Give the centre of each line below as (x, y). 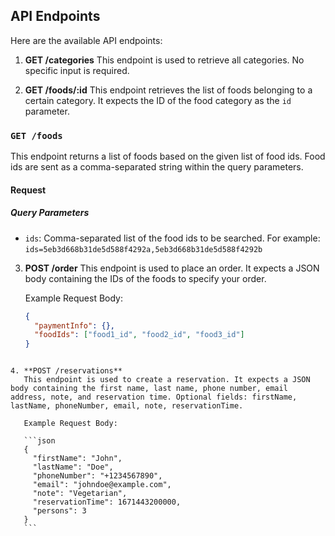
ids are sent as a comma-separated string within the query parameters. (157, 167)
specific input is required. (77, 70)
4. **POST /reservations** (66, 371)
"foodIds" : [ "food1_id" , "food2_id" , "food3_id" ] (139, 335)
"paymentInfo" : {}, (75, 325)
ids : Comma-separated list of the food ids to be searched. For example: (172, 238)
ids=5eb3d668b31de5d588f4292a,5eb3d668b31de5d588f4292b (143, 249)
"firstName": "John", (77, 459)
